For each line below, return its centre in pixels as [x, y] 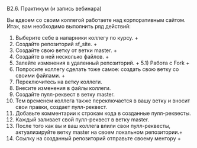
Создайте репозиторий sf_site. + [56, 44]
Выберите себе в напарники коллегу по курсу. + [77, 38]
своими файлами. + [40, 75]
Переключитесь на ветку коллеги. [59, 82]
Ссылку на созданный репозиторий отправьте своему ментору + [98, 138]
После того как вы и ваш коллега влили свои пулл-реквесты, [93, 126]
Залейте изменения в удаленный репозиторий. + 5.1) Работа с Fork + [102, 63]
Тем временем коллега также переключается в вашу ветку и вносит [103, 101]
